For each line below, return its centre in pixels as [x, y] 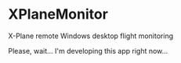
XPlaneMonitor [58, 14]
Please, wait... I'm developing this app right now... [88, 51]
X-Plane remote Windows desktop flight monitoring [91, 36]
